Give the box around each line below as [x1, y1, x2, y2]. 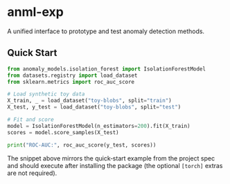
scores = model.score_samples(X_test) [7, 129, 119, 136]
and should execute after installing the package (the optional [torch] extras [7, 161, 223, 169]
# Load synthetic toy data [7, 91, 85, 98]
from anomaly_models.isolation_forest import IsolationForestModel [7, 65, 206, 73]
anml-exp [7, 4, 64, 20]
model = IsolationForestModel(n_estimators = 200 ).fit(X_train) [7, 122, 191, 129]
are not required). [7, 169, 57, 177]
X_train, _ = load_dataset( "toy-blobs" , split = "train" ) [7, 98, 172, 104]
